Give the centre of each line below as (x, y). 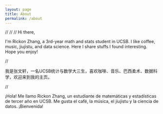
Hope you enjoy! (21, 52)
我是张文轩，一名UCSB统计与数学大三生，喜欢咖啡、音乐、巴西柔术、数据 (79, 71)
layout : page (18, 9)
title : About (18, 14)
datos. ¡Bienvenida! (24, 106)
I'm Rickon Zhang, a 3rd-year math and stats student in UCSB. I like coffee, (80, 42)
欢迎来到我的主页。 (33, 77)
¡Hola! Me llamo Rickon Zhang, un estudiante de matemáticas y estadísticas (81, 96)
